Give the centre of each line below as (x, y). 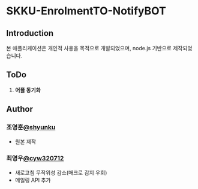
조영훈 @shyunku (31, 127)
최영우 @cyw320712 (35, 158)
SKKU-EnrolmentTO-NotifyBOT (86, 11)
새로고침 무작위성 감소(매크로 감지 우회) (61, 172)
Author (19, 109)
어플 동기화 (28, 90)
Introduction (30, 33)
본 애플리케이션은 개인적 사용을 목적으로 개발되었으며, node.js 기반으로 (89, 48)
